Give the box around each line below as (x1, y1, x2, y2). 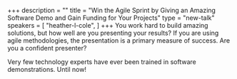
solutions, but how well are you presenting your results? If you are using (7, 28, 219, 37)
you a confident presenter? (7, 44, 87, 52)
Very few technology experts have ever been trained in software (7, 58, 196, 66)
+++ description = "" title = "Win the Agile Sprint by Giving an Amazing (7, 6, 216, 14)
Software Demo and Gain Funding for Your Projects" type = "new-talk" (7, 14, 216, 22)
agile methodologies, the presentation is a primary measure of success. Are (7, 36, 231, 45)
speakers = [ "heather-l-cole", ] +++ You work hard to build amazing (7, 21, 208, 29)
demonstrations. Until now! (7, 65, 87, 73)
